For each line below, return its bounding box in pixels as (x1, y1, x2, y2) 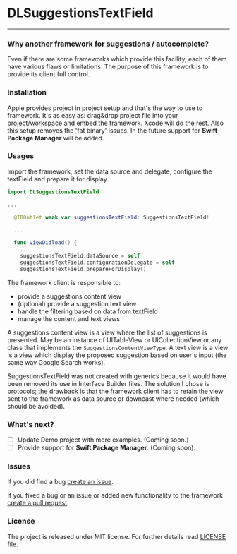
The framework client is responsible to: (7, 278, 121, 287)
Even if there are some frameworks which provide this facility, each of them (7, 55, 227, 64)
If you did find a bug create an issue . (7, 478, 114, 486)
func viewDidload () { (13, 239, 78, 246)
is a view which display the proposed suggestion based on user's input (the (7, 351, 227, 359)
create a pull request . (7, 499, 69, 507)
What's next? (7, 419, 54, 429)
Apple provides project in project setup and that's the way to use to (7, 104, 203, 112)
